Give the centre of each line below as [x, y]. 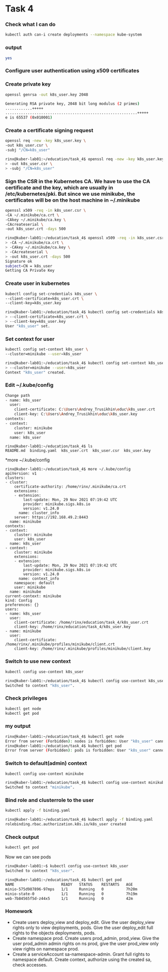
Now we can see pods [28, 857]
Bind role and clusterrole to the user [49, 800]
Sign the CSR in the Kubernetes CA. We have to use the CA [78, 181]
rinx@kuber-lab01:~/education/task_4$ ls [49, 446]
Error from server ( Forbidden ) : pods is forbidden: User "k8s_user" [78, 751]
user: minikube [30, 588]
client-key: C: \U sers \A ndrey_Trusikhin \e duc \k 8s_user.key [76, 414]
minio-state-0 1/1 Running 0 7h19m [71, 894]
